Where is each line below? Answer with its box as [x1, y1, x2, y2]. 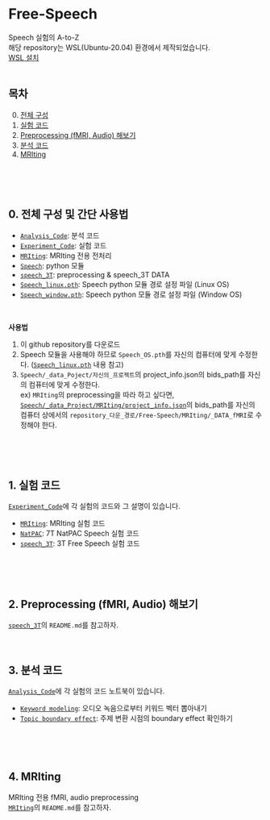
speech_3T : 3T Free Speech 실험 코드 [19, 539, 140, 548]
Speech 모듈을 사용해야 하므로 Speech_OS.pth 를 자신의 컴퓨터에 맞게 [19, 349, 237, 359]
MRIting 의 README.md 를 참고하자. [8, 802, 111, 812]
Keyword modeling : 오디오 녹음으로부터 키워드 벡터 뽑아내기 [19, 703, 207, 713]
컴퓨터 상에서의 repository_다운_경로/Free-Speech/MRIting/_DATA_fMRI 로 [19, 410, 254, 419]
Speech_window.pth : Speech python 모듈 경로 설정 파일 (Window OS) [19, 289, 243, 299]
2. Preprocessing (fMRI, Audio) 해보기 [8, 597, 199, 611]
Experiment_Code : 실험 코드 [19, 240, 107, 250]
